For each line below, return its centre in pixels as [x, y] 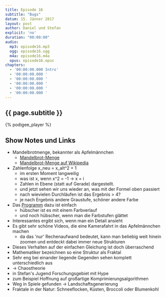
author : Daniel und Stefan [33, 28]
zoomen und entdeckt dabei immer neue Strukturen [72, 242]
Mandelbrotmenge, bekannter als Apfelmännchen [63, 152]
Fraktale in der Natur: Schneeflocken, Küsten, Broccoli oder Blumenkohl [85, 289]
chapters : [15, 65]
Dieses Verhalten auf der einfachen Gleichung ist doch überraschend [83, 247]
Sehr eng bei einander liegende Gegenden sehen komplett [72, 258]
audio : [12, 42]
